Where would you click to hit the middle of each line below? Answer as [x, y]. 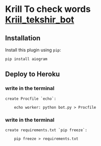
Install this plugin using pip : [33, 50]
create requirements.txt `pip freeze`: [46, 130]
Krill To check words [48, 9]
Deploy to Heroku [33, 74]
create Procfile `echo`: [31, 99]
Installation [23, 38]
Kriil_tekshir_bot [40, 20]
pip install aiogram [26, 59]
